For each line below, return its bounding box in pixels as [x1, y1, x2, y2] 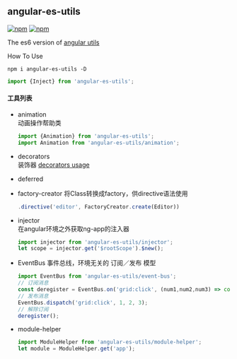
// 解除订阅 [17, 305, 49, 313]
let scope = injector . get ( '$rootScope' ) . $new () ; [17, 245, 164, 252]
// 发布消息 [17, 293, 49, 300]
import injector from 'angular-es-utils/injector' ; [17, 238, 173, 246]
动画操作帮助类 [17, 118, 62, 126]
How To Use [7, 52, 44, 60]
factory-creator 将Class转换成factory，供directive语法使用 [17, 189, 189, 197]
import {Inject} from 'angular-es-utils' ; [7, 78, 134, 85]
